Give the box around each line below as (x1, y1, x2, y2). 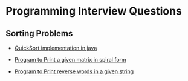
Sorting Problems (5, 28, 73, 39)
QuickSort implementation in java (14, 44, 97, 51)
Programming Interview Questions (5, 4, 183, 18)
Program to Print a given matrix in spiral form (14, 56, 126, 63)
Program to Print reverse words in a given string (14, 68, 134, 75)
